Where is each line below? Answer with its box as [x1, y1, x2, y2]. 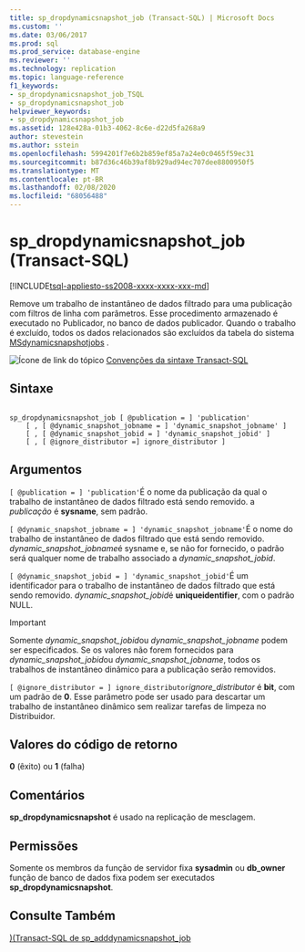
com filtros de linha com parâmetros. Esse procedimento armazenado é [9, 308, 279, 319]
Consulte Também [9, 908, 117, 924]
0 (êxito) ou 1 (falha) [9, 761, 86, 772]
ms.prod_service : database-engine [9, 47, 141, 57]
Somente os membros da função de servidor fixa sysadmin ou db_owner [9, 863, 286, 873]
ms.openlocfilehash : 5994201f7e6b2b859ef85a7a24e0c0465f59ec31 [9, 149, 255, 158]
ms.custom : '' [9, 22, 64, 31]
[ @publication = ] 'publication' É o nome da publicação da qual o [9, 486, 268, 497]
